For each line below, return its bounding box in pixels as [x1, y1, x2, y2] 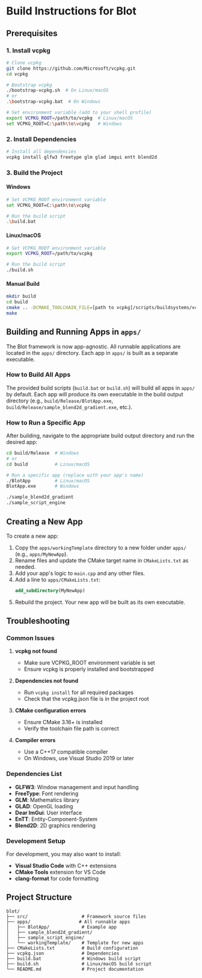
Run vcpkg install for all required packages [23, 689, 134, 696]
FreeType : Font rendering [14, 790, 79, 797]
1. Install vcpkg [6, 46, 51, 55]
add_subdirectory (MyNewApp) [14, 588, 85, 594]
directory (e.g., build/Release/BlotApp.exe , [6, 397, 114, 404]
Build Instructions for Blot [6, 4, 136, 18]
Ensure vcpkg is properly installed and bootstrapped [23, 666, 154, 673]
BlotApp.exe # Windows [6, 483, 79, 490]
